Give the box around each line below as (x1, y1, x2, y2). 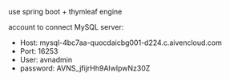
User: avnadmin (19, 55, 73, 64)
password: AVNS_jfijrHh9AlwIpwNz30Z (19, 63, 151, 73)
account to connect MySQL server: (8, 22, 124, 31)
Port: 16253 (19, 47, 59, 55)
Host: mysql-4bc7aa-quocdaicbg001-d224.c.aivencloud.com (19, 38, 223, 47)
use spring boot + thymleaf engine (8, 7, 123, 16)
